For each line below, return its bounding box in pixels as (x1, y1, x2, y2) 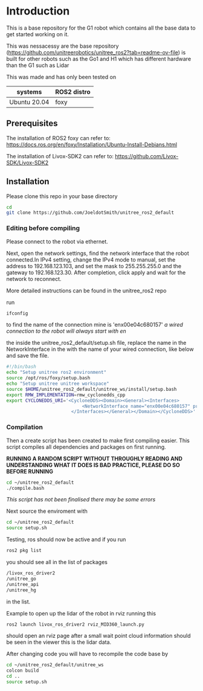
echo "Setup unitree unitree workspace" (6, 381, 110, 387)
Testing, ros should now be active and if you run (6, 536, 126, 543)
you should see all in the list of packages (6, 559, 108, 566)
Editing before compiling (6, 224, 80, 233)
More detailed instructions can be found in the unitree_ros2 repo (6, 287, 167, 294)
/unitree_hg (6, 587, 36, 593)
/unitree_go (6, 576, 36, 582)
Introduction (6, 4, 70, 18)
